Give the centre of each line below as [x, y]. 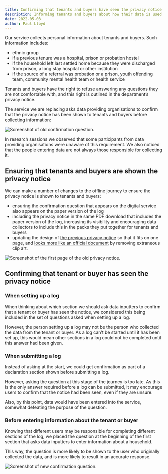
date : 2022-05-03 [23, 19]
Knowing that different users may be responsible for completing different [80, 431]
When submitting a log [33, 356]
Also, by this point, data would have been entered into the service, [73, 402]
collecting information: [28, 120]
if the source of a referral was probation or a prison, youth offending [83, 74]
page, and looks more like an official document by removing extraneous [86, 243]
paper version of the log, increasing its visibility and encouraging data [84, 222]
